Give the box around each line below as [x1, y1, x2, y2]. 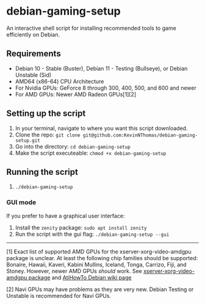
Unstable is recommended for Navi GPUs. [6, 292, 112, 299]
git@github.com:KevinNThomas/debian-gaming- [82, 132, 198, 138]
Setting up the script [6, 108, 86, 119]
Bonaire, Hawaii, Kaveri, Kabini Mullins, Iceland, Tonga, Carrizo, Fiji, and [6, 261, 187, 268]
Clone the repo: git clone [15, 131, 81, 138]
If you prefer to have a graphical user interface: [6, 212, 125, 219]
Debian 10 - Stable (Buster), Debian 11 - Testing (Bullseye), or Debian [15, 65, 188, 72]
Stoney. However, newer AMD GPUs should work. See [6, 267, 142, 275]
